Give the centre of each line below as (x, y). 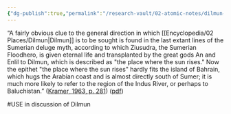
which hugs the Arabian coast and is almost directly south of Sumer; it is (110, 76)
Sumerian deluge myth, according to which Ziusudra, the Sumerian (102, 47)
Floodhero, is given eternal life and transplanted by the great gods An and (111, 55)
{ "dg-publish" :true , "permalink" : (55, 13)
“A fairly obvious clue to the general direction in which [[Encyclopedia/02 (111, 33)
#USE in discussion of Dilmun (49, 104)
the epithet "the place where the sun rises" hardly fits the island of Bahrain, (113, 69)
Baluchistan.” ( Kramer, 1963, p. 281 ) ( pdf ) (65, 91)
